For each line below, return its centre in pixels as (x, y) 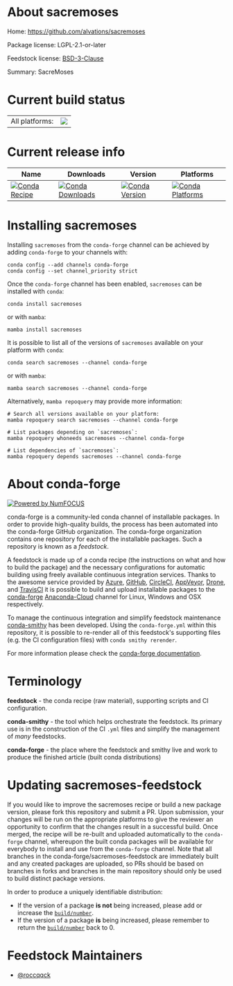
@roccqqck (34, 975)
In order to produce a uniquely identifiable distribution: (85, 891)
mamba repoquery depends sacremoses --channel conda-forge (94, 456)
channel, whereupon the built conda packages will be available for (119, 841)
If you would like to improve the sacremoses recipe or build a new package (114, 805)
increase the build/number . (55, 912)
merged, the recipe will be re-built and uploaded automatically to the (105, 834)
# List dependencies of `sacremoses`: (63, 450)
